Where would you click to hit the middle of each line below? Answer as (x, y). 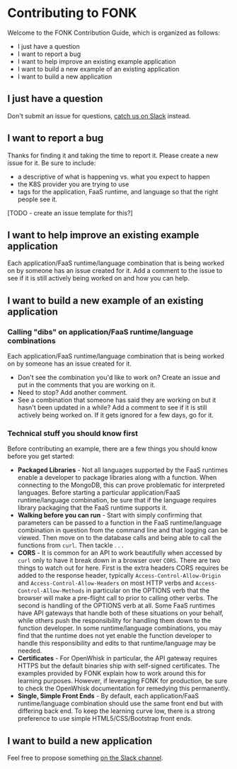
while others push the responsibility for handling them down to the (114, 621)
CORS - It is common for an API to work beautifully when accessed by (120, 553)
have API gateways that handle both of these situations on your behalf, (121, 613)
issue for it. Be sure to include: (52, 163)
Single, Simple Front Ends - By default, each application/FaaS (108, 696)
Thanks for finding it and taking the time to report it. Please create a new (113, 155)
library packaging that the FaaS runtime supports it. (92, 507)
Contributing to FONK (72, 13)
